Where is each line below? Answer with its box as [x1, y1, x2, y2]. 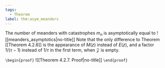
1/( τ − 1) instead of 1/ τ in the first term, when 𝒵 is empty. [5, 47, 120, 53]
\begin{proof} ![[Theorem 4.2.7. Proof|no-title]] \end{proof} [5, 57, 128, 63]
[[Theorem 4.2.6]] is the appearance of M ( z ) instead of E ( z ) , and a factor [5, 42, 154, 48]
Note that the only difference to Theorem [76, 37, 160, 43]
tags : [5, 7, 16, 12]
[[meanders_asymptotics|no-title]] [5, 37, 76, 43]
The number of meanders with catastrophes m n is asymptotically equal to [5, 30, 156, 37]
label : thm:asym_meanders [5, 16, 59, 21]
